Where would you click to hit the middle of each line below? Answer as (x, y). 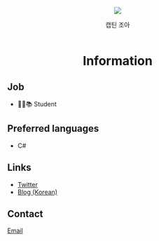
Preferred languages (53, 129)
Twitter (28, 184)
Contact (25, 214)
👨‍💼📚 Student (37, 104)
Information (118, 61)
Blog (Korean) (37, 192)
